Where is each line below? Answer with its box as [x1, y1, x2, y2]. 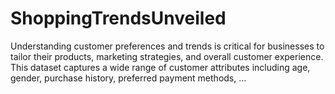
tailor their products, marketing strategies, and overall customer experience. [10, 50, 324, 62]
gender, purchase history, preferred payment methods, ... [10, 72, 247, 84]
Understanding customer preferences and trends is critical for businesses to [10, 40, 325, 52]
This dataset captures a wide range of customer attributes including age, [10, 61, 311, 73]
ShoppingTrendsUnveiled [10, 7, 227, 30]
